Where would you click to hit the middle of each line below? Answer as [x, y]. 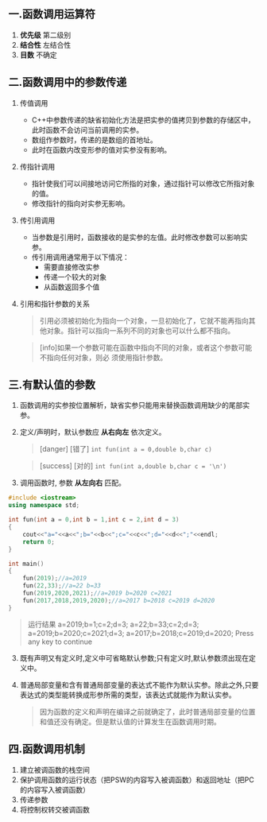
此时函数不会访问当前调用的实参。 [87, 130]
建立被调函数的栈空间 [54, 770]
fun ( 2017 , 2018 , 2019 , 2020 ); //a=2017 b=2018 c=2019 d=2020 [119, 600]
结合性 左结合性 [45, 45]
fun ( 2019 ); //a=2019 [55, 579]
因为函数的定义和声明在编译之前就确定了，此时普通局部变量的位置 [147, 711]
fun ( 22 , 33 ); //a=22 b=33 [62, 586]
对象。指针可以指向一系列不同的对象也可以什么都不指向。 [141, 330]
